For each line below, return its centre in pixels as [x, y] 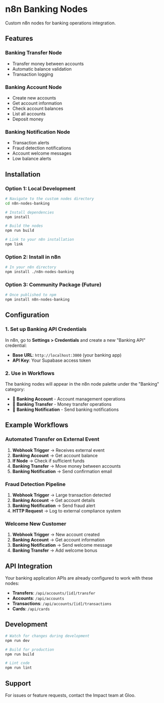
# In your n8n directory [31, 267]
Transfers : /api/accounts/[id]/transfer [54, 593]
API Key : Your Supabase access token [52, 360]
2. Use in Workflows [30, 373]
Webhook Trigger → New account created [56, 535]
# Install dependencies [30, 212]
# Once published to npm [31, 295]
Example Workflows [37, 425]
